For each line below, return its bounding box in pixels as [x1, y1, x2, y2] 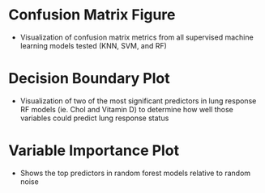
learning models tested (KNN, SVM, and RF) [19, 40, 168, 50]
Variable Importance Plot [8, 141, 180, 160]
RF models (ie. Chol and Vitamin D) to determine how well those [19, 104, 233, 114]
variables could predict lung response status [19, 113, 169, 123]
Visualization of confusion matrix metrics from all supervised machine [19, 32, 254, 42]
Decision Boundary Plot [8, 69, 170, 88]
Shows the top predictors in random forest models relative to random [19, 168, 251, 178]
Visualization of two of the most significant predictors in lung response [19, 95, 257, 106]
